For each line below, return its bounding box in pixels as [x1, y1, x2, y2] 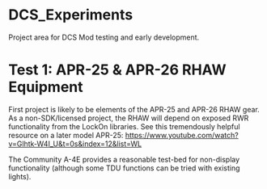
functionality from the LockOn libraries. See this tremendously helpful [8, 121, 240, 131]
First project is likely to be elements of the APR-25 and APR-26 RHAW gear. [8, 104, 261, 114]
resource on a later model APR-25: [8, 130, 124, 140]
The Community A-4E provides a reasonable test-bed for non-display [8, 154, 240, 164]
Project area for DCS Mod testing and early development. [8, 32, 200, 42]
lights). [8, 171, 32, 181]
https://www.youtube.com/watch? [125, 130, 239, 140]
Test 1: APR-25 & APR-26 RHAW [8, 61, 227, 79]
